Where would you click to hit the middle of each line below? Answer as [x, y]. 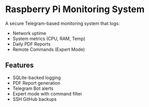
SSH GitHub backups [35, 99]
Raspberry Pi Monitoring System [75, 9]
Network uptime [29, 33]
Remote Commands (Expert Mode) [48, 49]
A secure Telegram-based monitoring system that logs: [63, 23]
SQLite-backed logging [37, 78]
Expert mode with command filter [47, 94]
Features [19, 65]
